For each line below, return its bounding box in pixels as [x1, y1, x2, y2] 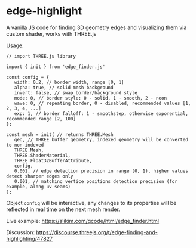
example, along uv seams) [6, 184, 71, 190]
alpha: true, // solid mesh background [14, 85, 114, 91]
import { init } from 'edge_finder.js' [6, 64, 106, 70]
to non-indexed [6, 142, 44, 148]
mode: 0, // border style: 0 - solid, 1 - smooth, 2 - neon [14, 95, 167, 101]
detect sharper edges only [6, 173, 73, 179]
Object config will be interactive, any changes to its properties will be [6, 199, 177, 206]
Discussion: [6, 228, 35, 236]
